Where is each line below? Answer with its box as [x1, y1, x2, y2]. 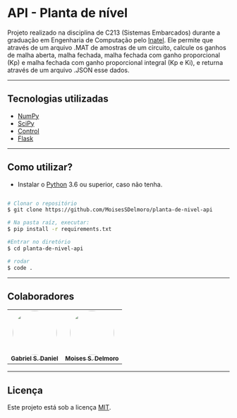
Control [17, 126, 40, 135]
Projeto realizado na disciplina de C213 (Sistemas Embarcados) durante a [7, 28, 221, 37]
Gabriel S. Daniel [11, 354, 59, 363]
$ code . [7, 264, 33, 271]
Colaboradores [7, 290, 75, 302]
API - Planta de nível [7, 5, 128, 21]
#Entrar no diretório [7, 239, 71, 246]
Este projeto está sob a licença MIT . [7, 403, 111, 412]
